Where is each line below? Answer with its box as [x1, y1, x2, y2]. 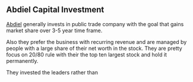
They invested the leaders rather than [6, 68, 98, 76]
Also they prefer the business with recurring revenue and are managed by [6, 38, 187, 45]
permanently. [6, 57, 39, 64]
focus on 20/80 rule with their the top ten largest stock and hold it [6, 51, 167, 58]
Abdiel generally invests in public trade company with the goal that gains [6, 20, 184, 27]
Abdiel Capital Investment [6, 5, 105, 15]
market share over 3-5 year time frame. [6, 27, 103, 34]
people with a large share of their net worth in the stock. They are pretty [6, 45, 182, 52]
